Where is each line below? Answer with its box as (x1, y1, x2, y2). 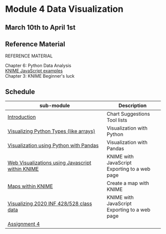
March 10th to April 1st (5, 23, 76, 32)
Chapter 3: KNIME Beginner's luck (5, 73, 75, 79)
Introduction (7, 114, 36, 121)
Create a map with (106, 180, 149, 187)
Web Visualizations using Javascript (7, 159, 91, 166)
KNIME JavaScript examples (5, 68, 63, 74)
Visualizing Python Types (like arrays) (7, 128, 95, 135)
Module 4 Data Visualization (5, 3, 124, 15)
